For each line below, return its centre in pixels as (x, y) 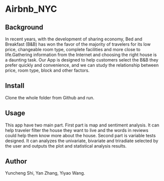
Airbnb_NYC (31, 9)
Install (15, 86)
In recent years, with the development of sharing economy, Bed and (74, 39)
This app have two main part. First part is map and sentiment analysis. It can (82, 125)
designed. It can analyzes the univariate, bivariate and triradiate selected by (82, 141)
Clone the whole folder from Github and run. (50, 97)
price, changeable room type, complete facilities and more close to (73, 49)
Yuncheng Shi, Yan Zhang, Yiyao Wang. (45, 173)
